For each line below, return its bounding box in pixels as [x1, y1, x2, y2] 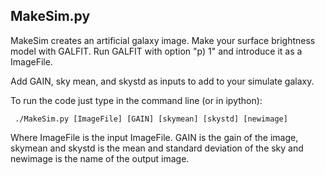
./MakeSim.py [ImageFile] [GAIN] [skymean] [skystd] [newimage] [14, 114, 288, 124]
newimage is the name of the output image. [10, 152, 190, 164]
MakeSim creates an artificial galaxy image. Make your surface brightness [10, 34, 316, 46]
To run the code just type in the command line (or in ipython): [10, 94, 263, 106]
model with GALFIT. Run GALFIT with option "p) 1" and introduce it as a [10, 45, 303, 57]
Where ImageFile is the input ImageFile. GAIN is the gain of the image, [10, 131, 299, 143]
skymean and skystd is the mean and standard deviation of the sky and [10, 142, 304, 154]
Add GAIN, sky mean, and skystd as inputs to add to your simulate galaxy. [10, 75, 315, 87]
